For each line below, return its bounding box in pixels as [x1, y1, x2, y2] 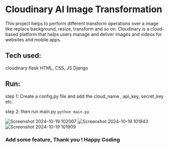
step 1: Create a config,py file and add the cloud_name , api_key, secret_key [5, 93, 164, 99]
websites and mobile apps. [5, 37, 61, 43]
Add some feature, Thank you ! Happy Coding [5, 136, 120, 143]
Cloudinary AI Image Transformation [5, 4, 162, 15]
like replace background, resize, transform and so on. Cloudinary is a [5, 25, 150, 32]
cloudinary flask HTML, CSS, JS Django [5, 65, 88, 71]
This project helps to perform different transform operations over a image [5, 20, 159, 26]
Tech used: [5, 51, 42, 60]
